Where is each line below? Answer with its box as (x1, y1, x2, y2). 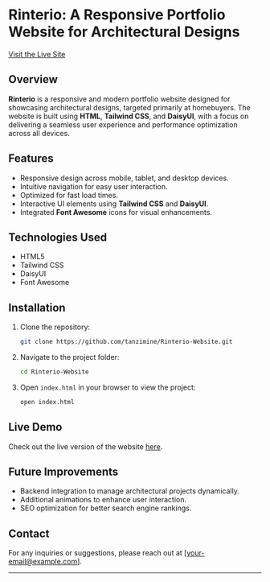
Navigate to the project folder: (19, 353, 120, 362)
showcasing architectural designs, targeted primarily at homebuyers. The (8, 102, 251, 112)
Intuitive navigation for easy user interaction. (19, 181, 168, 191)
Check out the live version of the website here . (8, 441, 163, 452)
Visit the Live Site (8, 49, 66, 59)
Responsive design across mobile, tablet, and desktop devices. (19, 173, 229, 183)
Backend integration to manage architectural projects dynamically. (19, 486, 239, 496)
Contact (8, 526, 50, 540)
